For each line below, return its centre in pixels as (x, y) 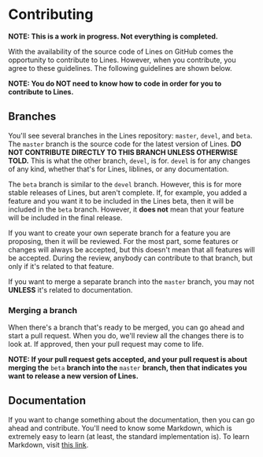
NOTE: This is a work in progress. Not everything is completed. (113, 36)
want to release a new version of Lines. (74, 376)
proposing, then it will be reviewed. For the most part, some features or (123, 241)
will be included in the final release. (65, 217)
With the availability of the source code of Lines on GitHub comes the (121, 51)
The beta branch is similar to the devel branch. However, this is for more (125, 184)
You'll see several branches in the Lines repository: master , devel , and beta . (130, 135)
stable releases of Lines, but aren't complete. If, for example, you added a (128, 192)
